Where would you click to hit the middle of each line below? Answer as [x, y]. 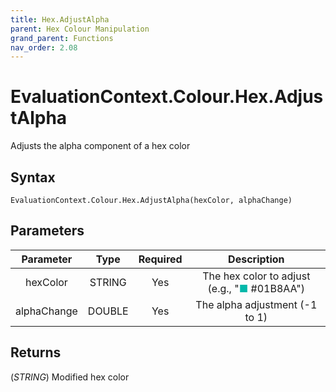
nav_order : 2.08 [44, 47]
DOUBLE [108, 311]
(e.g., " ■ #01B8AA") [256, 288]
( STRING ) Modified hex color [70, 377]
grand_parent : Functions [62, 38]
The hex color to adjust [256, 276]
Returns [36, 352]
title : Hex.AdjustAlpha [60, 19]
